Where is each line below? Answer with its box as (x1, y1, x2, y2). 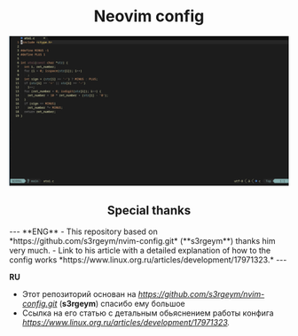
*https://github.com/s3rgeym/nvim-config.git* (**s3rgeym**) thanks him (9, 236, 276, 246)
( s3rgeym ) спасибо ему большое (59, 299, 185, 309)
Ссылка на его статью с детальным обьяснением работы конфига (21, 308, 274, 318)
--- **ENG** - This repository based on (9, 226, 158, 237)
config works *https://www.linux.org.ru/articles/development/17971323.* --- (9, 254, 287, 265)
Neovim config (93, 6, 205, 27)
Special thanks (106, 203, 192, 218)
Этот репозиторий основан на (21, 289, 137, 300)
